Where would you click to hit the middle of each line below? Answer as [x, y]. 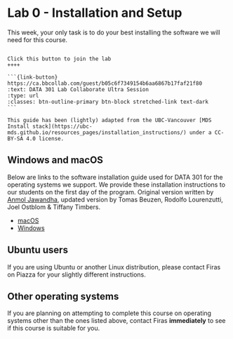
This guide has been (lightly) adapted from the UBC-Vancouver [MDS [109, 120]
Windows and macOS [55, 160]
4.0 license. [45, 138]
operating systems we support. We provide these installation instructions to [116, 185]
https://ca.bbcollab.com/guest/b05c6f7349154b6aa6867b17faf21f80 [105, 83]
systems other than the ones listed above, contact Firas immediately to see [116, 321]
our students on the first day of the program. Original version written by [111, 192]
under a [200, 132]
